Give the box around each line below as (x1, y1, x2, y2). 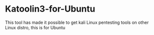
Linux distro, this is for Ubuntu (5, 24, 66, 30)
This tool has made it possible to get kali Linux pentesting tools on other (5, 19, 149, 25)
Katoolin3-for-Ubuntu (5, 3, 96, 15)
